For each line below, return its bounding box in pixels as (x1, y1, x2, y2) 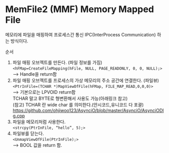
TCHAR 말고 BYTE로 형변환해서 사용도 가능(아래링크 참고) (12, 95, 128, 101)
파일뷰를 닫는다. (12, 130, 44, 136)
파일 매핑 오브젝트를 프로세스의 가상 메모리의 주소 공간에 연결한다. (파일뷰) (12, 77, 159, 83)
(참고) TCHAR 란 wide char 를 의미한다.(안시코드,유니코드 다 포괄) (12, 101, 144, 108)
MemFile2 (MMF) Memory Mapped (5, 4, 154, 15)
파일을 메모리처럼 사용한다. (12, 119, 66, 125)
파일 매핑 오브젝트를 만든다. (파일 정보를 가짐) (12, 59, 103, 65)
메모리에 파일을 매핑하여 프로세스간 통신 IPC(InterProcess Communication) (5, 31, 156, 37)
